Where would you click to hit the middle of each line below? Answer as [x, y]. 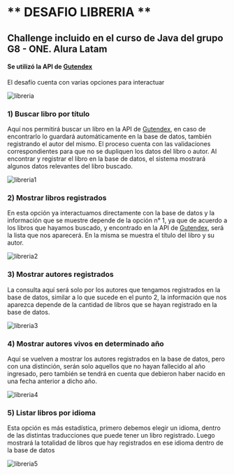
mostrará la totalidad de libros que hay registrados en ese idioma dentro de [115, 443]
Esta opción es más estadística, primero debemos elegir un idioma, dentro [114, 428]
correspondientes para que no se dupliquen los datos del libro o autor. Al [112, 152]
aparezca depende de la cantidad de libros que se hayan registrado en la [112, 304]
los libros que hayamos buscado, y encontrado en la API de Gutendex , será [116, 228]
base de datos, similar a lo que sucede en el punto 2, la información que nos [117, 297]
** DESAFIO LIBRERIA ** [79, 12]
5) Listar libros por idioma [52, 412]
